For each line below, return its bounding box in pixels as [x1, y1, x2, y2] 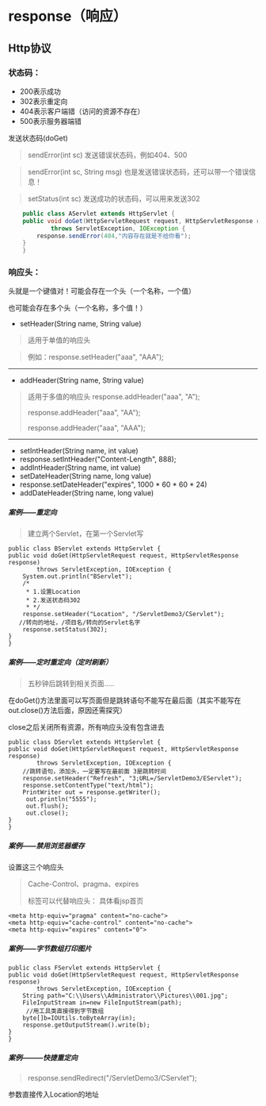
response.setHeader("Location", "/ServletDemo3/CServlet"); [22, 611, 225, 619]
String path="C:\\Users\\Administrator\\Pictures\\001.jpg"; [22, 992, 228, 1000]
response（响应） [8, 7, 127, 25]
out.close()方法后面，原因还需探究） [8, 706, 127, 715]
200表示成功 [19, 87, 61, 96]
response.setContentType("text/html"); [22, 781, 154, 790]
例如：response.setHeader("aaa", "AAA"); [27, 353, 165, 362]
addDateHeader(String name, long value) [19, 488, 154, 498]
